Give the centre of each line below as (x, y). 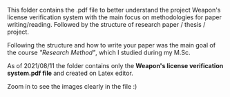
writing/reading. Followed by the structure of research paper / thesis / (106, 24)
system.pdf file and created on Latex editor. (70, 73)
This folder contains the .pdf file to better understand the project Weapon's (114, 10)
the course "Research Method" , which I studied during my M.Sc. (99, 52)
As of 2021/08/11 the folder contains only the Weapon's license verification (115, 66)
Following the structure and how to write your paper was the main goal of (112, 45)
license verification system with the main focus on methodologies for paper (115, 17)
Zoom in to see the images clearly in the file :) (72, 86)
